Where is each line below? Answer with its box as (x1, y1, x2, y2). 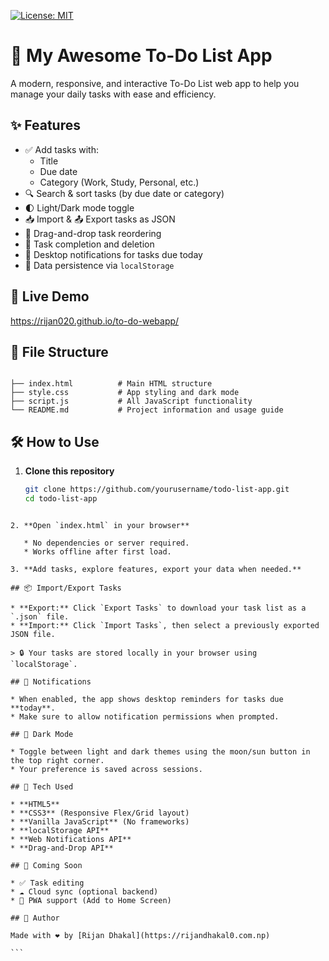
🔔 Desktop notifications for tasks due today (24, 248, 203, 260)
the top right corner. (10, 755, 105, 765)
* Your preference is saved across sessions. (10, 764, 203, 774)
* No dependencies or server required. (23, 538, 190, 548)
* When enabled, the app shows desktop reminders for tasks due (10, 694, 284, 704)
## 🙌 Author (10, 913, 60, 923)
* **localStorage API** (10, 825, 110, 835)
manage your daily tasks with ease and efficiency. (10, 88, 217, 100)
